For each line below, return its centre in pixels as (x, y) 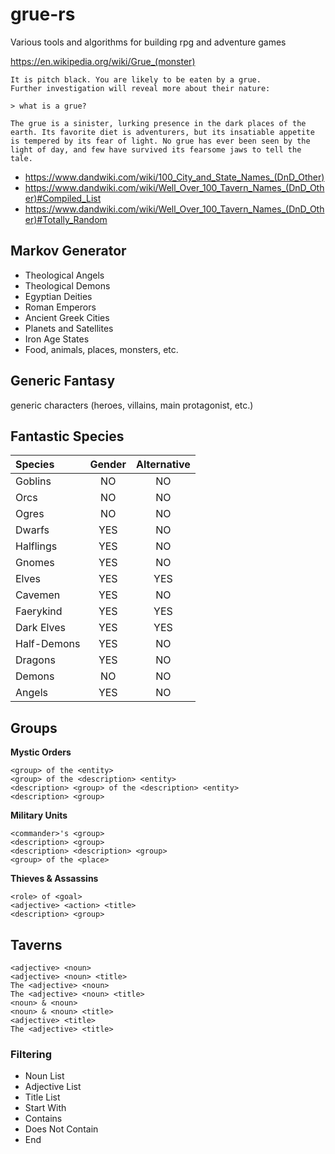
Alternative (163, 465)
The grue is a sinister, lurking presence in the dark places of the (158, 123)
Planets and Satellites (69, 328)
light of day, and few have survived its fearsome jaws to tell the (156, 149)
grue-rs (43, 14)
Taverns (36, 944)
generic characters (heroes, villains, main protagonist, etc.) (132, 405)
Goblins (33, 481)
